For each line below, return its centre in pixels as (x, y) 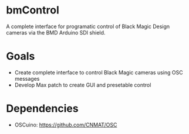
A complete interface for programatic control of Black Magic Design (88, 26)
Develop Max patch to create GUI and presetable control (83, 85)
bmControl (33, 10)
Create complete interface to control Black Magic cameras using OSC (99, 72)
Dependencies (42, 109)
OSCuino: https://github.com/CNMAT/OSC (66, 125)
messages (27, 78)
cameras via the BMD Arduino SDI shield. (56, 32)
